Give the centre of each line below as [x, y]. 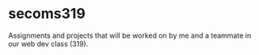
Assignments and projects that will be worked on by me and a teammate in [130, 35]
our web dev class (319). [48, 43]
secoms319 [47, 14]
